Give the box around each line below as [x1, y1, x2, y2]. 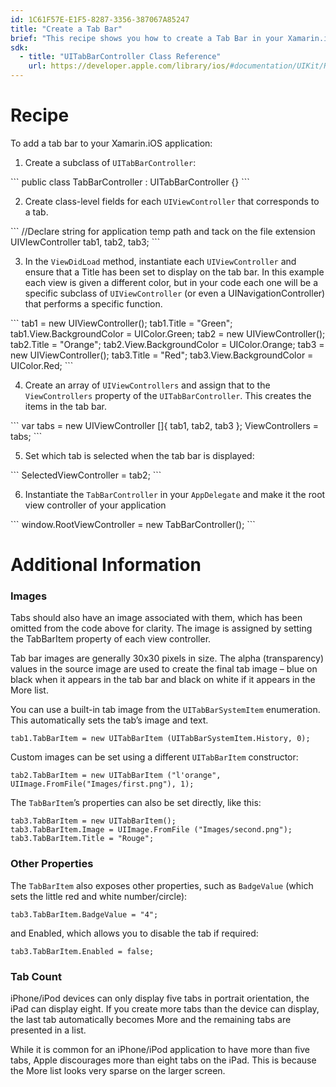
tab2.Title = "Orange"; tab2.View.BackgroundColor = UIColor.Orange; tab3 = [10, 338, 325, 350]
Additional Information [10, 554, 202, 576]
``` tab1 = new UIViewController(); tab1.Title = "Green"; [10, 317, 233, 329]
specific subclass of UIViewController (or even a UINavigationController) [24, 287, 326, 299]
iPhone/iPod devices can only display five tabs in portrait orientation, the [10, 992, 310, 1005]
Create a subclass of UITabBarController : [24, 156, 197, 168]
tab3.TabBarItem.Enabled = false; [10, 946, 155, 956]
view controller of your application [24, 499, 167, 511]
